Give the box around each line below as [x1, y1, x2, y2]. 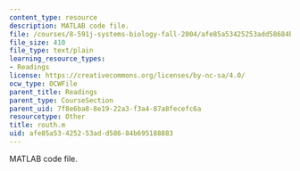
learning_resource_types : [9, 54, 105, 63]
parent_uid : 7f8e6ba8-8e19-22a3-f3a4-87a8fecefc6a [9, 104, 202, 113]
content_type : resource [9, 12, 98, 22]
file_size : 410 [9, 37, 66, 47]
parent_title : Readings [9, 87, 98, 96]
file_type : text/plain [9, 46, 94, 55]
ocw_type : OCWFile [9, 79, 78, 88]
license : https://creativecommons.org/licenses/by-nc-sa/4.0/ [9, 71, 246, 80]
